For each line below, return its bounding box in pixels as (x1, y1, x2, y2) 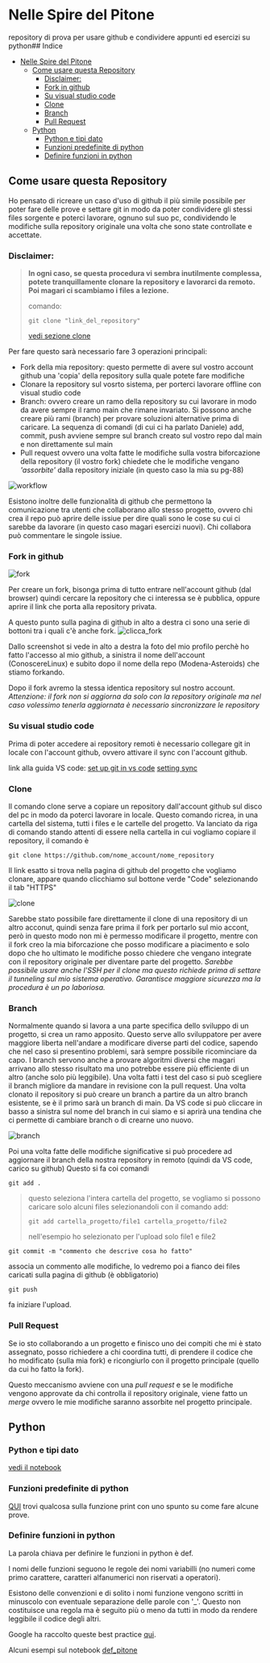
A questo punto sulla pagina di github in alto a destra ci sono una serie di (8, 617, 250, 627)
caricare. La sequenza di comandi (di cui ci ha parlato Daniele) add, (19, 422, 244, 432)
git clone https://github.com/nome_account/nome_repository (8, 851, 215, 859)
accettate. (8, 230, 42, 240)
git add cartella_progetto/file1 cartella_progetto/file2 (27, 1218, 227, 1226)
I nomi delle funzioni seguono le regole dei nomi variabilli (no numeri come (8, 1564, 255, 1573)
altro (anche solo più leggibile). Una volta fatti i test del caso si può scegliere (8, 1072, 262, 1082)
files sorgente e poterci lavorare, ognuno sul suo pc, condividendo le (8, 212, 237, 223)
